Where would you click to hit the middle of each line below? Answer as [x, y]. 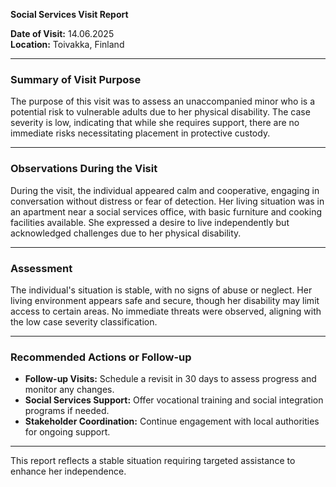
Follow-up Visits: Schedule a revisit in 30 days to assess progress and [170, 379]
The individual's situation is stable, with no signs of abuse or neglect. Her [161, 290]
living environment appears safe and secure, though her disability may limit [165, 300]
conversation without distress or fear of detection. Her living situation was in [167, 201]
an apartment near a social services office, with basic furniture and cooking [166, 211]
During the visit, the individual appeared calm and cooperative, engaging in [165, 190]
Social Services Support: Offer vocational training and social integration [174, 400]
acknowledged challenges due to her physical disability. [126, 233]
